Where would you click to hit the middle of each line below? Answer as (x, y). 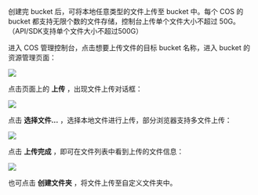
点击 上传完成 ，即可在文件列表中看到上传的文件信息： (96, 152)
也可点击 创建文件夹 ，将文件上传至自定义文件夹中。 (93, 183)
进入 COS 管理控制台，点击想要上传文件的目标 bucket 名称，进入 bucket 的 (129, 48)
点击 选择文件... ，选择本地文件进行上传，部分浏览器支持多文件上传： (120, 120)
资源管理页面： (32, 58)
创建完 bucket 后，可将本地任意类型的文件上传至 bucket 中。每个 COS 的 (126, 11)
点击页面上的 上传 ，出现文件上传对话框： (75, 89)
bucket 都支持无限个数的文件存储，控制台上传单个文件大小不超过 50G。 (124, 21)
